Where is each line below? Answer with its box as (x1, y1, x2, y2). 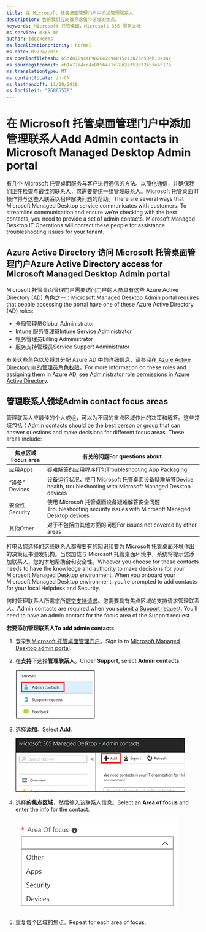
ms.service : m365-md (6, 29, 59, 36)
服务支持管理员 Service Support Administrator (15, 343, 130, 350)
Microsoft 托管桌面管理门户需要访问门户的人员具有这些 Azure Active (6, 286, 179, 293)
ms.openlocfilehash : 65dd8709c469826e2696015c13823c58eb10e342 (6, 55, 172, 61)
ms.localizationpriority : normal (6, 42, 92, 49)
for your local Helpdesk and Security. (6, 584, 101, 592)
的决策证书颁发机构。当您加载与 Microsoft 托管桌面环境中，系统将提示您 (6, 550, 189, 557)
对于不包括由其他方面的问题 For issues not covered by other (47, 521, 197, 528)
